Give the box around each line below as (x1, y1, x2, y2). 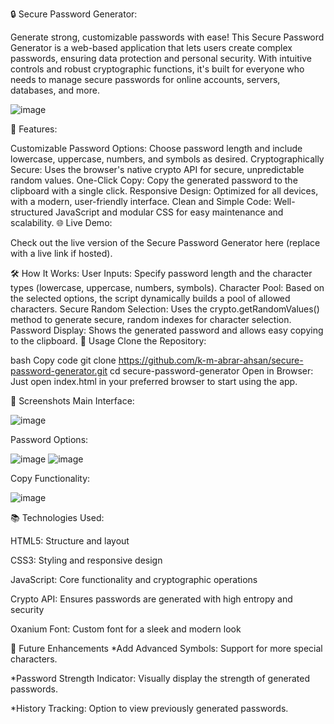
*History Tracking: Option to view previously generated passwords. (10, 703, 289, 714)
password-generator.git (10, 365, 108, 377)
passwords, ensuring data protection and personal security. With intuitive (10, 53, 312, 64)
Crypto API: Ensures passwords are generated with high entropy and (10, 593, 293, 605)
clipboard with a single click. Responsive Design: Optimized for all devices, (10, 185, 319, 197)
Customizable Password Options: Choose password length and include (10, 143, 303, 154)
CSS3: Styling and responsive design (10, 554, 163, 566)
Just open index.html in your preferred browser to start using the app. (10, 376, 298, 387)
